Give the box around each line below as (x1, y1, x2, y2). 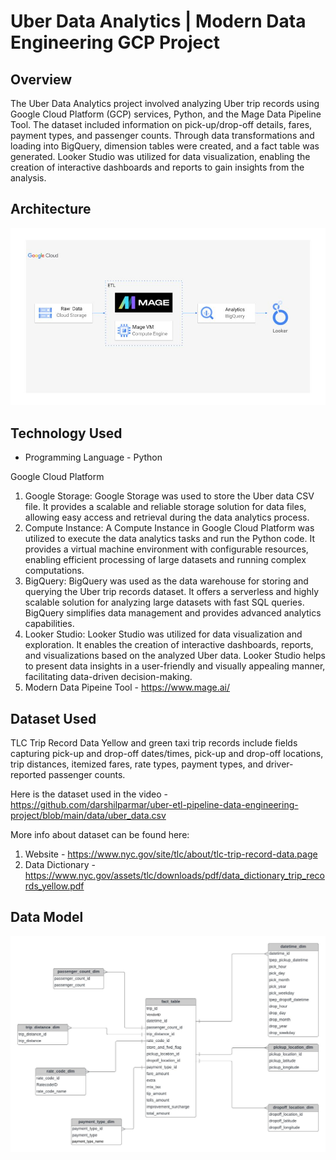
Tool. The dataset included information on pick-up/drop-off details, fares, (10, 119, 313, 130)
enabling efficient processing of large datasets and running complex (24, 554, 307, 566)
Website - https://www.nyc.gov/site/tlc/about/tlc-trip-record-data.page (24, 848, 318, 860)
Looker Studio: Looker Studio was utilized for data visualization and (24, 628, 303, 640)
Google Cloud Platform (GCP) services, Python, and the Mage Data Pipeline (10, 108, 322, 120)
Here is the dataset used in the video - (10, 788, 169, 800)
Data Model (10, 909, 84, 926)
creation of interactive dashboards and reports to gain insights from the (10, 161, 305, 173)
